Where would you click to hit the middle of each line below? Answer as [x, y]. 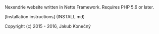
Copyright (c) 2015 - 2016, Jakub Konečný [48, 26]
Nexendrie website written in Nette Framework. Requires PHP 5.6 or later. [79, 7]
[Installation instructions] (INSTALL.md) [45, 17]
